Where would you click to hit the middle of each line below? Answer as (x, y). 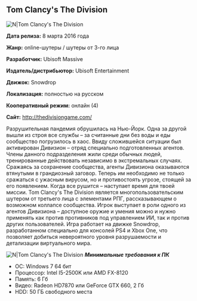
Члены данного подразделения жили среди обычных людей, (84, 154)
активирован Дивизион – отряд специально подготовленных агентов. (95, 148)
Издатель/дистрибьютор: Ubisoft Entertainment (68, 71)
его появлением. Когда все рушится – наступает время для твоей (90, 186)
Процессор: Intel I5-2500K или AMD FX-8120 (71, 272)
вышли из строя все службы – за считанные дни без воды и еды (89, 135)
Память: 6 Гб (31, 279)
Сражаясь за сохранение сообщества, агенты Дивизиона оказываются (98, 166)
